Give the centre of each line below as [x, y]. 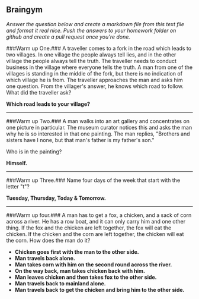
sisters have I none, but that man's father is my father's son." [81, 140]
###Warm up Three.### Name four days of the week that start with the [93, 180]
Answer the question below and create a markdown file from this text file [95, 24]
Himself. [17, 163]
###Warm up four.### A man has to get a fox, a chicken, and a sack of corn [99, 215]
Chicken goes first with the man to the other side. [77, 251]
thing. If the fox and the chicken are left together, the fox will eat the [89, 228]
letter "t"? [18, 186]
